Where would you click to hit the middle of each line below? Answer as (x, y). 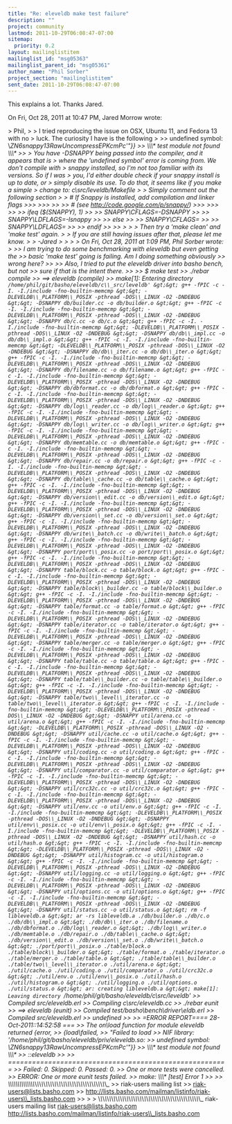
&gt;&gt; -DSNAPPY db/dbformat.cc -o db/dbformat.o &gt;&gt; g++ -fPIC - (117, 388)
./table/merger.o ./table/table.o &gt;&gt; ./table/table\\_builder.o (112, 959)
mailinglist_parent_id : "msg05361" (59, 65)
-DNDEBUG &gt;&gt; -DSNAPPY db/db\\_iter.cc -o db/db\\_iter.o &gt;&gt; (115, 352)
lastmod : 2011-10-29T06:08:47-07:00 (61, 33)
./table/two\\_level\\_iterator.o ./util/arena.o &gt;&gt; (95, 965)
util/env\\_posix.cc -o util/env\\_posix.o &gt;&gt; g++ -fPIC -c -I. (112, 825)
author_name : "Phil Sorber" (48, 71)
